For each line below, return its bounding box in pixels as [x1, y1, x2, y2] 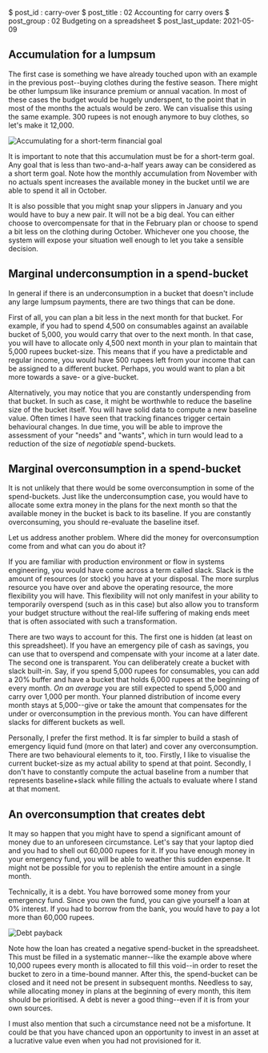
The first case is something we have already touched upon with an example [8, 69, 258, 79]
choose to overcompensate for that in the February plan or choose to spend [8, 218, 258, 228]
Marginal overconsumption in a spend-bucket [8, 462, 242, 476]
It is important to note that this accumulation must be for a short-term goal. [8, 151, 255, 161]
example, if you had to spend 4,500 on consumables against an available [8, 321, 249, 331]
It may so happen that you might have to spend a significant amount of [8, 829, 242, 839]
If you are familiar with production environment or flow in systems [8, 557, 226, 567]
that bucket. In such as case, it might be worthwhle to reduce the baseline [8, 396, 252, 405]
